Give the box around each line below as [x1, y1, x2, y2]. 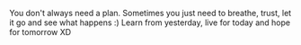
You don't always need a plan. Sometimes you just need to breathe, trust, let [9, 8, 292, 18]
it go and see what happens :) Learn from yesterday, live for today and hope [9, 17, 290, 28]
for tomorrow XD [9, 27, 72, 37]
